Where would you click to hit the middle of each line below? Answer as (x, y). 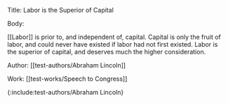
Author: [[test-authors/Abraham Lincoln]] (67, 65)
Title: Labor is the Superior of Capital (61, 10)
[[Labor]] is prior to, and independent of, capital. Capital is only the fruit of (114, 37)
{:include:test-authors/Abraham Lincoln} (66, 92)
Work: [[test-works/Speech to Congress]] (67, 79)
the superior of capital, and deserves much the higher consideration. (107, 52)
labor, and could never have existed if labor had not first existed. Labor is (113, 44)
